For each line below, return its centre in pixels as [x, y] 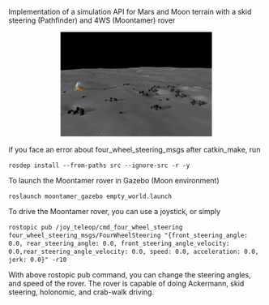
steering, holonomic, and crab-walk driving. [81, 292]
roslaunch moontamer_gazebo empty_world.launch [90, 197]
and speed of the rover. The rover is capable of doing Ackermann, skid [126, 284]
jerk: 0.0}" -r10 [38, 260]
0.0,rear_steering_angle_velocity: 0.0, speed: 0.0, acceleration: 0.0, [134, 252]
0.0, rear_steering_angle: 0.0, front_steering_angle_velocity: [119, 244]
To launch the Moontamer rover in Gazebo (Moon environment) [114, 181]
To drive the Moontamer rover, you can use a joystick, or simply [115, 212]
